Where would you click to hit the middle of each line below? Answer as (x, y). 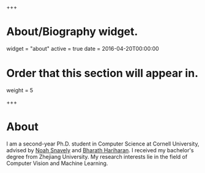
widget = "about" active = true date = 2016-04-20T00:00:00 (83, 48)
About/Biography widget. (72, 32)
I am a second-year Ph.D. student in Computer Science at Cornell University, (103, 144)
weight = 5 (20, 90)
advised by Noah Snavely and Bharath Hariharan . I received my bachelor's (100, 150)
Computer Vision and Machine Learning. (57, 163)
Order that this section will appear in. (102, 73)
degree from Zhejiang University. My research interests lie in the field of (97, 156)
